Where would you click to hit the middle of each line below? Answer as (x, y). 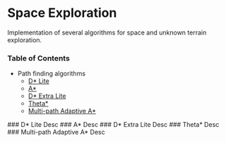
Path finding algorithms (52, 74)
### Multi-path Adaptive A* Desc (56, 132)
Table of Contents (39, 58)
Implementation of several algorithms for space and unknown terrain (107, 32)
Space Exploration (62, 13)
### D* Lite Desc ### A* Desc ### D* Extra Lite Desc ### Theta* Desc (113, 125)
